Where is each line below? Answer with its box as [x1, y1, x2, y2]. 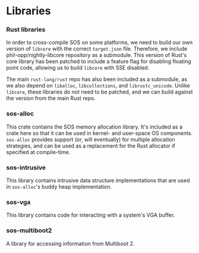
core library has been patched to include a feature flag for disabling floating [6, 58, 191, 65]
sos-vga [6, 198, 31, 206]
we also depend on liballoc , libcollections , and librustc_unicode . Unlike [6, 82, 190, 89]
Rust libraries [6, 26, 46, 34]
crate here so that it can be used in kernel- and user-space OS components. [6, 129, 193, 136]
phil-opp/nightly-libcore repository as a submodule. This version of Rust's [6, 52, 187, 59]
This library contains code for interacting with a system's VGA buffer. [6, 211, 175, 218]
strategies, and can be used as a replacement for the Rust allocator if [6, 142, 175, 149]
